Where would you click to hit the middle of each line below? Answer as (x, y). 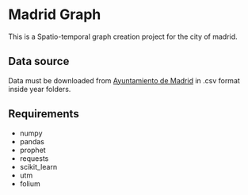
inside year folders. (40, 89)
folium (30, 183)
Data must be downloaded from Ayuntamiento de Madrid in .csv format (124, 80)
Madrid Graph (55, 15)
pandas (32, 141)
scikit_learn (38, 166)
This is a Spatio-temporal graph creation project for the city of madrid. (123, 36)
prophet (32, 150)
